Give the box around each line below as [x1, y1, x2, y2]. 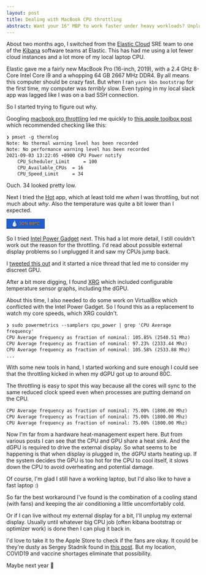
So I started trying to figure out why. [6, 103, 97, 110]
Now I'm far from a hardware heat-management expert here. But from [6, 431, 183, 438]
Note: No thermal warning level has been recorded [6, 140, 139, 147]
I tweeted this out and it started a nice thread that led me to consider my [6, 260, 189, 267]
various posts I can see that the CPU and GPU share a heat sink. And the [6, 437, 190, 444]
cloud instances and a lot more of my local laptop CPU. [6, 53, 145, 61]
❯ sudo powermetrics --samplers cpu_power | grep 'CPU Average [6, 322, 172, 329]
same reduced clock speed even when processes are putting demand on [6, 389, 191, 396]
